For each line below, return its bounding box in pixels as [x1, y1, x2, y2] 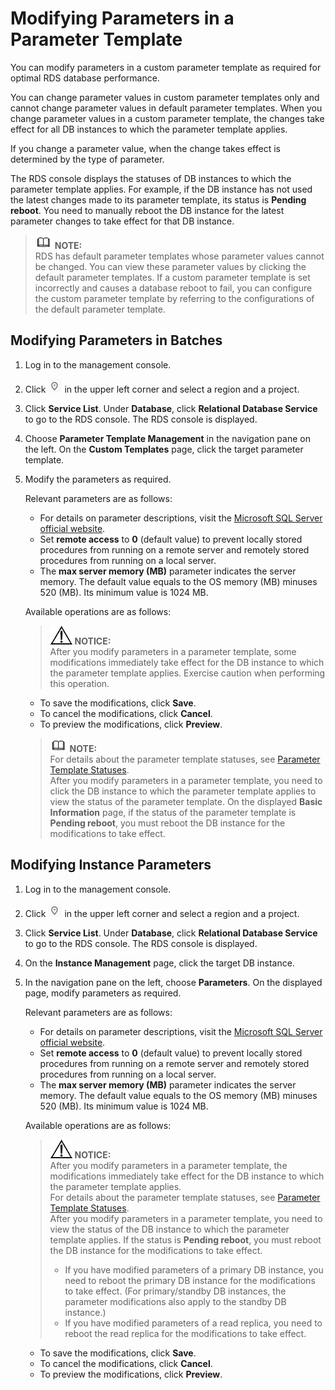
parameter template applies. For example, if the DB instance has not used [10, 183, 313, 195]
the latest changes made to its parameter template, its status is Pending [10, 193, 307, 206]
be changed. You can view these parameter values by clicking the [34, 260, 307, 272]
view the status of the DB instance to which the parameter [49, 1223, 290, 1235]
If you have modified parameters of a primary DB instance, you [64, 1263, 324, 1276]
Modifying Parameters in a [10, 7, 235, 30]
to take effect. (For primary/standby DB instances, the [64, 1285, 287, 1297]
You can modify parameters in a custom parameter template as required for [10, 61, 322, 73]
